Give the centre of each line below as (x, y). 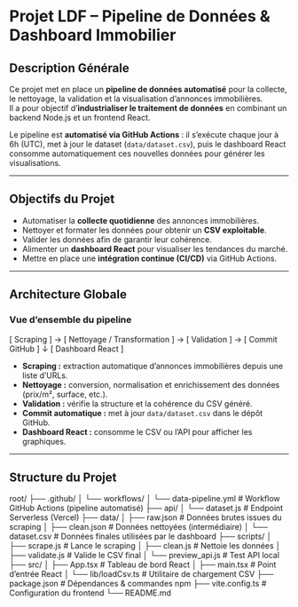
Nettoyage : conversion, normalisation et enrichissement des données (151, 384)
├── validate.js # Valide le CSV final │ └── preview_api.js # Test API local (145, 556)
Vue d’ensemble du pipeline (71, 319)
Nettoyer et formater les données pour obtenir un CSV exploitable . (145, 230)
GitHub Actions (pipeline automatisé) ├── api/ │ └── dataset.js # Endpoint (146, 508)
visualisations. (35, 163)
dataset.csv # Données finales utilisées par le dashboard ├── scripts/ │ (141, 536)
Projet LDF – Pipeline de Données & (140, 16)
